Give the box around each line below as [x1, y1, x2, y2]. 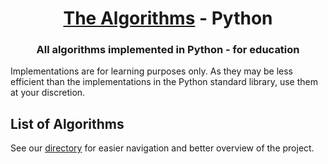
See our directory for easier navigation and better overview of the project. [10, 142, 315, 154]
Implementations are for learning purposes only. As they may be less [10, 65, 293, 77]
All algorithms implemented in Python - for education [36, 43, 300, 57]
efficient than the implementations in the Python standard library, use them [10, 76, 318, 88]
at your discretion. [10, 87, 86, 99]
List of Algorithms [10, 115, 125, 132]
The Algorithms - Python [63, 7, 273, 30]
